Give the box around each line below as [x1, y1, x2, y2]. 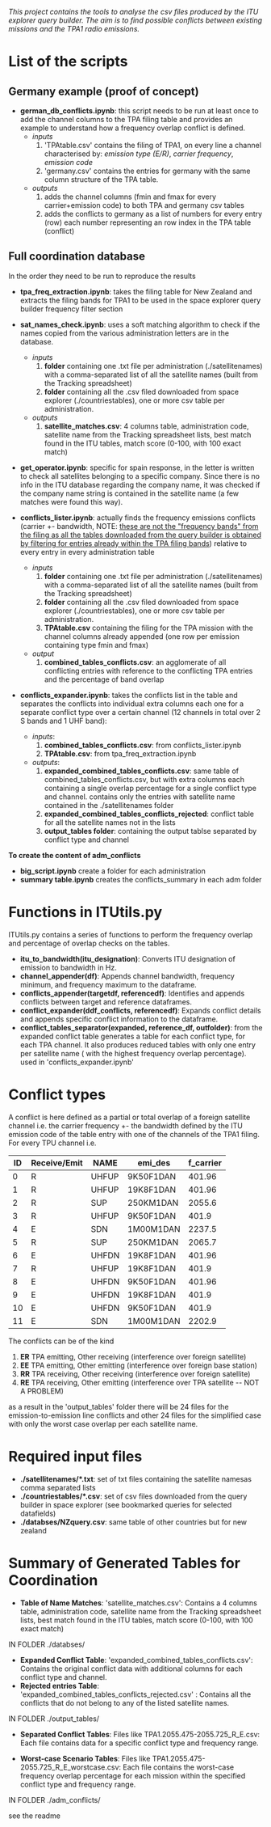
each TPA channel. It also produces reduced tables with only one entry [19, 1039, 256, 1050]
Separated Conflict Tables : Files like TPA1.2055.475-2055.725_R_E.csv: [19, 1729, 261, 1739]
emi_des [137, 1157, 171, 1168]
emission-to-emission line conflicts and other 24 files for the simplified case [8, 1410, 262, 1420]
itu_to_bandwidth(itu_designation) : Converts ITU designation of [19, 954, 236, 963]
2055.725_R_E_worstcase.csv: [19, 1762, 122, 1772]
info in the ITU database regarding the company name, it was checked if [19, 480, 261, 489]
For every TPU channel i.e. [8, 1138, 97, 1148]
